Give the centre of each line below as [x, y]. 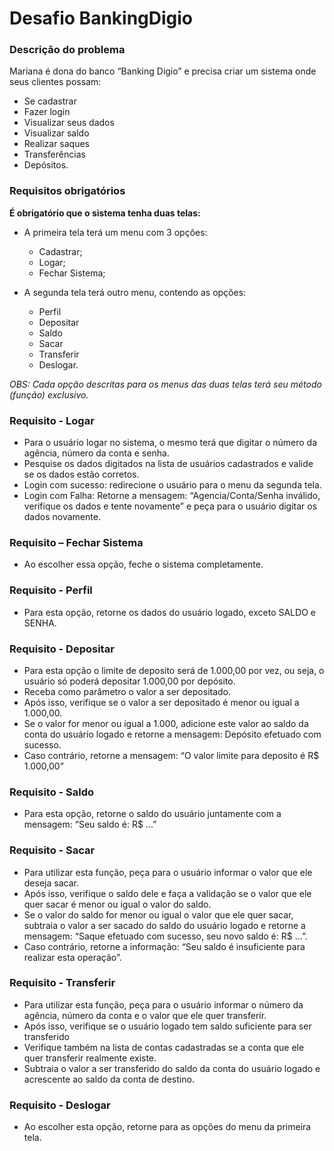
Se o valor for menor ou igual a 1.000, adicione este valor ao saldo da [166, 723]
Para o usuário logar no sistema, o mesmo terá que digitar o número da [170, 443]
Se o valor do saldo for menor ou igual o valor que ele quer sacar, [158, 914]
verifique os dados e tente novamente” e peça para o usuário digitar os [170, 506]
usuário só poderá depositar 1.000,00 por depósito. [129, 681]
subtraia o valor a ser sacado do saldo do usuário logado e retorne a [164, 925]
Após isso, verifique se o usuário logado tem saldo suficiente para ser [167, 1026]
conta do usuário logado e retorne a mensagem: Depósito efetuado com [172, 734]
